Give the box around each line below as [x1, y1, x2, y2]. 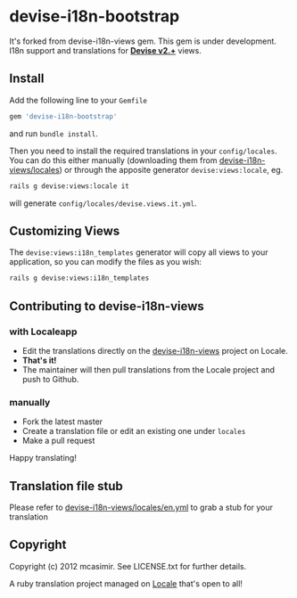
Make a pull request [21, 435, 95, 446]
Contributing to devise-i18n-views [9, 299, 205, 314]
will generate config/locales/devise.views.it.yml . [9, 198, 197, 209]
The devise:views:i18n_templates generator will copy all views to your [9, 247, 268, 258]
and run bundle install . [9, 127, 98, 139]
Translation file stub [9, 479, 123, 494]
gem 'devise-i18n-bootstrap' [9, 111, 118, 121]
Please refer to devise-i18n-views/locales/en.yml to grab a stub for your [9, 502, 274, 512]
